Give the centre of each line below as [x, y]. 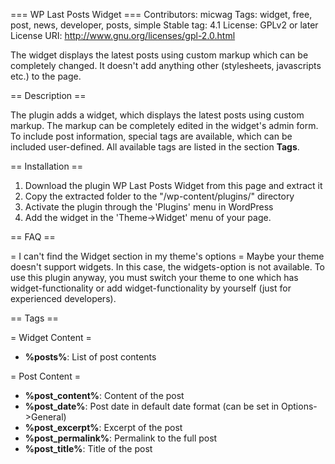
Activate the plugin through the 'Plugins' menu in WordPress [149, 207]
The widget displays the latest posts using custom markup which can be [159, 55]
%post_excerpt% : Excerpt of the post [103, 427]
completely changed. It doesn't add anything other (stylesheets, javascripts [166, 65]
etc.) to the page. [46, 76]
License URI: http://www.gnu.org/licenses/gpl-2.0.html [123, 35]
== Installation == [47, 166]
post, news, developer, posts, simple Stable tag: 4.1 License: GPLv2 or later [164, 25]
